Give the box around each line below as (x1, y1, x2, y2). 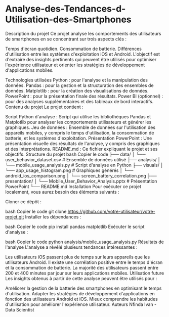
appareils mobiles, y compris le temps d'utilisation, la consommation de (5, 129, 154, 135)
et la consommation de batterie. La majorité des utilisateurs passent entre (5, 264, 158, 270)
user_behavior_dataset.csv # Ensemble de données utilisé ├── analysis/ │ (5, 156, 161, 162)
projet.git (5, 213, 24, 220)
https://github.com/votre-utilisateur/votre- (67, 208, 155, 214)
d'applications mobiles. (5, 67, 54, 73)
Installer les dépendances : (25, 213, 81, 220)
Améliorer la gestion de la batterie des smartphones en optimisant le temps (5, 285, 162, 291)
